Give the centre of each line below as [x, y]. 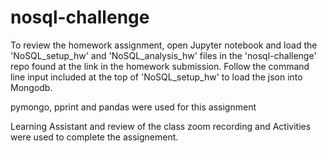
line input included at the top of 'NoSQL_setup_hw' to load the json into [156, 77]
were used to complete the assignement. [94, 137]
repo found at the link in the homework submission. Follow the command [160, 66]
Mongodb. [31, 87]
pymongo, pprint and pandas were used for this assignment [133, 107]
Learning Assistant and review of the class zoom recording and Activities [161, 126]
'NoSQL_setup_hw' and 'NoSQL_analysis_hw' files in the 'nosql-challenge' [163, 55]
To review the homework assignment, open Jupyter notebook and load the [164, 45]
